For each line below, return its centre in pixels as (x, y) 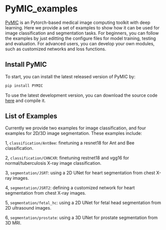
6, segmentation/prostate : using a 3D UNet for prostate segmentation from (82, 218)
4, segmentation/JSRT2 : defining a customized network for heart (70, 188)
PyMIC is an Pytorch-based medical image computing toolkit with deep (78, 22)
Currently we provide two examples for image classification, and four (76, 128)
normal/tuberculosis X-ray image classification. (53, 163)
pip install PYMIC (24, 86)
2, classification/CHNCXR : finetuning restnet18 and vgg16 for (67, 158)
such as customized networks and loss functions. (56, 49)
